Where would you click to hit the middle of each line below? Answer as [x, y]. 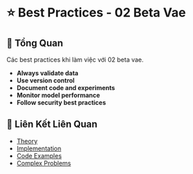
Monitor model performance [58, 95]
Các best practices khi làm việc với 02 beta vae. [75, 60]
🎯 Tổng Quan [35, 43]
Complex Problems [44, 163]
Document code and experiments [66, 88]
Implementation [39, 148]
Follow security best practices [61, 103]
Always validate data [48, 73]
